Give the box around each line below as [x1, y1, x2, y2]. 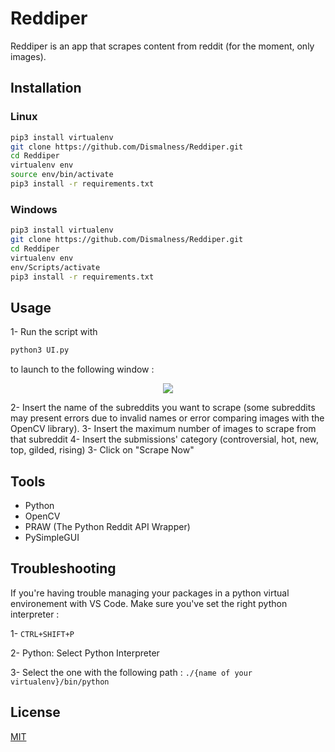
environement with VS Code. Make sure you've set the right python [10, 597, 288, 609]
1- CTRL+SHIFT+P [10, 627, 75, 639]
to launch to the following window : [10, 363, 155, 376]
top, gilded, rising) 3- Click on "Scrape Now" [10, 444, 195, 456]
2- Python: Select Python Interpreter [10, 647, 160, 659]
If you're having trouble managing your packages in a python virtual [10, 587, 290, 599]
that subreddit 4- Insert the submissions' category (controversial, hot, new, [10, 433, 320, 446]
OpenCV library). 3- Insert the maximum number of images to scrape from [10, 423, 317, 435]
